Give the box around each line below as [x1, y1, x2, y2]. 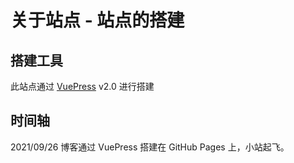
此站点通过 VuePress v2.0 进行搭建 [10, 81, 155, 92]
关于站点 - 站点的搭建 [10, 9, 185, 32]
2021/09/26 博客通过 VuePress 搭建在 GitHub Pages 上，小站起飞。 [10, 141, 290, 153]
